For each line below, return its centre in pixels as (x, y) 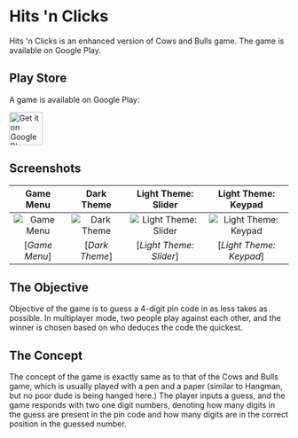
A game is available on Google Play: (74, 99)
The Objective (49, 287)
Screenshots (45, 169)
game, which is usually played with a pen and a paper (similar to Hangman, (146, 387)
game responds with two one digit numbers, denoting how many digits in (142, 405)
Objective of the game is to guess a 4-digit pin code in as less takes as (138, 309)
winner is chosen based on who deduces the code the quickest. (126, 328)
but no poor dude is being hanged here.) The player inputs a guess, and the (147, 395)
